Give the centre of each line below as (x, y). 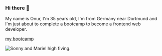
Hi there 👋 (18, 8)
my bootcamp (20, 39)
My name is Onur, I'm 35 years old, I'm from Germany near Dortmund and (81, 19)
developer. (16, 29)
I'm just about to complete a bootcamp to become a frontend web (73, 24)
